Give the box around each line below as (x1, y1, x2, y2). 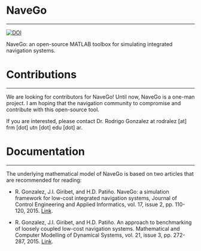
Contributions (6, 68, 77, 81)
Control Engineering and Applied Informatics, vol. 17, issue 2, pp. (14, 201, 174, 208)
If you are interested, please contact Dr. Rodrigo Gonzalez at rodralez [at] (6, 117, 187, 124)
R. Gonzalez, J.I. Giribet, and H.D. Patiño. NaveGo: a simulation (14, 188, 169, 195)
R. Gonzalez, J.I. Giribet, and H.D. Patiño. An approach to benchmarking (14, 219, 192, 226)
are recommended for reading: (6, 176, 82, 183)
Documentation (6, 145, 86, 158)
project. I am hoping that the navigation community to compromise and (6, 99, 181, 106)
